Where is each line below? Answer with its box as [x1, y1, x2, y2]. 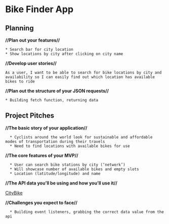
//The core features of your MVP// [5, 152, 78, 158]
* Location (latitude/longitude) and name [10, 171, 101, 176]
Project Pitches [5, 111, 55, 120]
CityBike [5, 190, 23, 196]
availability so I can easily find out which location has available [5, 74, 155, 80]
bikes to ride [5, 79, 35, 84]
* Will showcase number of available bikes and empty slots [10, 166, 139, 172]
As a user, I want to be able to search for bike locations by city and [5, 70, 162, 75]
